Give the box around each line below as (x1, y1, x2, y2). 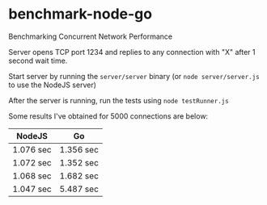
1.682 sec (59, 170, 100, 182)
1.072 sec (12, 157, 53, 168)
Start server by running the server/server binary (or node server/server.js (8, 71, 261, 81)
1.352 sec (59, 157, 100, 168)
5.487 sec (59, 183, 100, 195)
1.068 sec (12, 170, 53, 182)
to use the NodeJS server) (8, 80, 97, 90)
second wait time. (8, 56, 68, 65)
